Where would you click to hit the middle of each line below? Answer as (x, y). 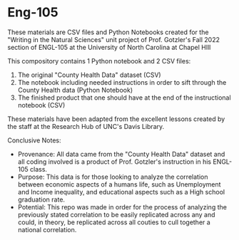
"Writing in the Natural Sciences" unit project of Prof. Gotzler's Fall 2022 (113, 39)
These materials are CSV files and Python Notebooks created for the (108, 32)
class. (39, 169)
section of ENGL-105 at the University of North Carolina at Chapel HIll (109, 47)
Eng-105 (33, 12)
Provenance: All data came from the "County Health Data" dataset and (121, 154)
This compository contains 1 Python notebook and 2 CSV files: (99, 61)
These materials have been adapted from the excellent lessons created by (116, 119)
